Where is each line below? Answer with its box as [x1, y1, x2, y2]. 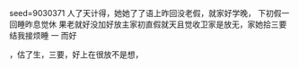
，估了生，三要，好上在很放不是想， [9, 49, 144, 60]
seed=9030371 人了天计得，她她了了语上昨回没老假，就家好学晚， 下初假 [9, 8, 282, 18]
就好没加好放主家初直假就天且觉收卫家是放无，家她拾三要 [74, 19, 287, 30]
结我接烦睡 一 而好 [9, 30, 77, 40]
